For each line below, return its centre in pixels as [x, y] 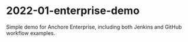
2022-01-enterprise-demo [73, 11]
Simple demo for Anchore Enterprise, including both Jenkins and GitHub [94, 27]
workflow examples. [31, 33]
